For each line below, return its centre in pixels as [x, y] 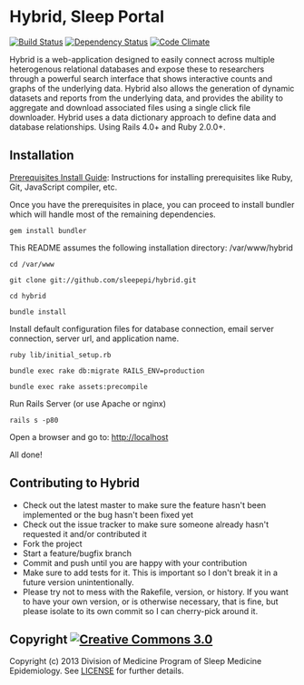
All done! [26, 455]
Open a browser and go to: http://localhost [89, 436]
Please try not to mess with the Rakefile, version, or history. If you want [155, 592]
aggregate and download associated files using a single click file [130, 107]
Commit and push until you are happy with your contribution [135, 563]
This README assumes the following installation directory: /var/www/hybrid [151, 248]
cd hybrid [28, 296]
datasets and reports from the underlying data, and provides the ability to [147, 98]
